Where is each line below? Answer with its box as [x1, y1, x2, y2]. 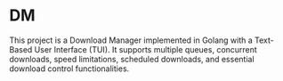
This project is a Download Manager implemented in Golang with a [9, 35, 254, 45]
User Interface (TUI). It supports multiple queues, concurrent [34, 44, 258, 54]
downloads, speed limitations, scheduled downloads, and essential [9, 53, 255, 64]
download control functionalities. [9, 63, 130, 74]
